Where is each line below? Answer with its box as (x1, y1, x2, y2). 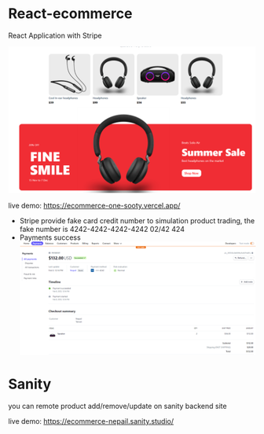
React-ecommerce (8, 5, 133, 23)
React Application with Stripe (8, 31, 102, 40)
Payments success (19, 233, 81, 242)
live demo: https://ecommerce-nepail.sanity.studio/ (8, 416, 174, 425)
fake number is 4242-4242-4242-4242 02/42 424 (19, 225, 185, 234)
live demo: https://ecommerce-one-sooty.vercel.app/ (8, 201, 181, 211)
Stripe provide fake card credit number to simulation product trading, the (19, 216, 255, 226)
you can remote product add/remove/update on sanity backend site (8, 401, 227, 410)
